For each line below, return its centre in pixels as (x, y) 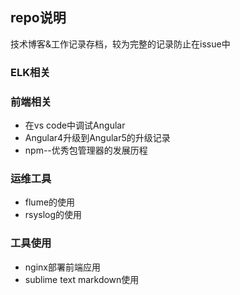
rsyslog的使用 (53, 215)
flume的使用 (50, 202)
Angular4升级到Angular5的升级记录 (97, 138)
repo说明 (38, 18)
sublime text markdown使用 (82, 279)
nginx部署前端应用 (62, 267)
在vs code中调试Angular (75, 125)
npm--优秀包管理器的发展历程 (86, 150)
